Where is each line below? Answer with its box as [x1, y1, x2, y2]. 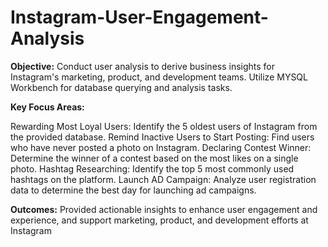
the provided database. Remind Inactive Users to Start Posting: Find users [10, 131, 315, 143]
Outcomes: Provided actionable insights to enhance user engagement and [10, 203, 318, 215]
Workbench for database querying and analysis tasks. [10, 81, 233, 93]
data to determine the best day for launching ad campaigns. [10, 184, 257, 196]
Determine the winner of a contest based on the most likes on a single [10, 152, 299, 164]
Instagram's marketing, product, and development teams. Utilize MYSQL [10, 71, 308, 83]
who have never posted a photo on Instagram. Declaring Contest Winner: [10, 141, 312, 153]
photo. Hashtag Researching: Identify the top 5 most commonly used [10, 162, 295, 175]
